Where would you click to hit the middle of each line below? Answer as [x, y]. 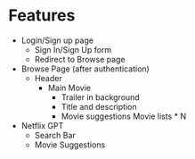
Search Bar [55, 135]
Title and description [99, 106]
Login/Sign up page [57, 40]
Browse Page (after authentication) [85, 69]
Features [42, 16]
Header [49, 78]
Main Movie [69, 88]
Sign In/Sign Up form [73, 49]
